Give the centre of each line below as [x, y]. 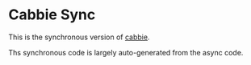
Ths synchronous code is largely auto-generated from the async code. [126, 52]
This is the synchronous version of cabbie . [79, 37]
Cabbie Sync [52, 15]
